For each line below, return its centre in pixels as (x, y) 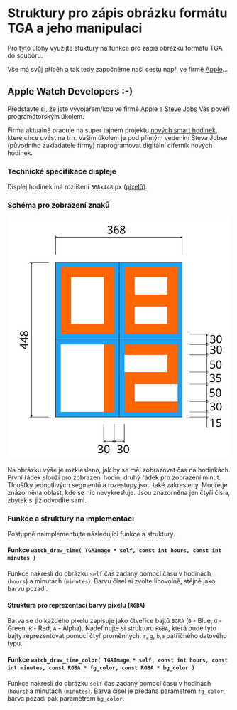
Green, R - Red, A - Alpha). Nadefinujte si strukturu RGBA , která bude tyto (112, 628)
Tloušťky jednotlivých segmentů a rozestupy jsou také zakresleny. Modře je (118, 484)
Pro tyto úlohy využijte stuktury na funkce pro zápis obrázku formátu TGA (115, 48)
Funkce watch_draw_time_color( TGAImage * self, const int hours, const (118, 659)
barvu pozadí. (28, 589)
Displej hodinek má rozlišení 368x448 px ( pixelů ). (77, 187)
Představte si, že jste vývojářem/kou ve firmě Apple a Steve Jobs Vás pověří (119, 109)
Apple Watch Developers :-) (70, 91)
